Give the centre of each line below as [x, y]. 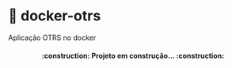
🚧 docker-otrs [55, 16]
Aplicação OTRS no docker [52, 38]
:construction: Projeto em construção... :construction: [133, 55]
